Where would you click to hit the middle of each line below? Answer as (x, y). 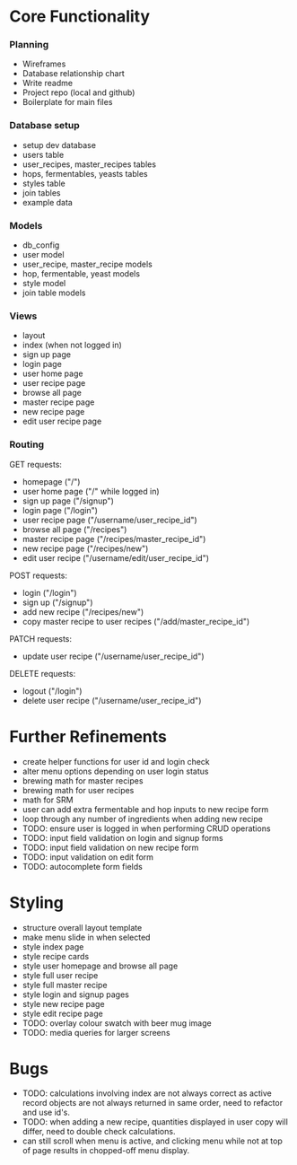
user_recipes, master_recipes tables (89, 164)
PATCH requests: (41, 638)
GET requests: (36, 464)
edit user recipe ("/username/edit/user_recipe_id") (115, 557)
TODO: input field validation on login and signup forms (122, 837)
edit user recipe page (62, 421)
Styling (37, 902)
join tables (41, 193)
